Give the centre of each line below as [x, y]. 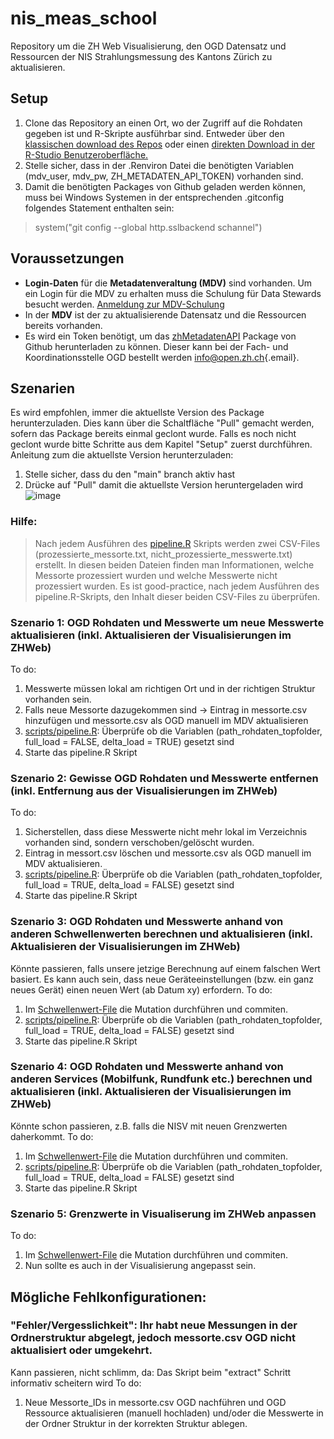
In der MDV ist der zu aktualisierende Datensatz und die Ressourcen [165, 314]
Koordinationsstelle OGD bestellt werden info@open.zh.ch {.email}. [162, 357]
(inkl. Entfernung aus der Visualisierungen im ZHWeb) [144, 790]
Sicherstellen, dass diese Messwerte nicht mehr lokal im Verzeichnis [166, 832]
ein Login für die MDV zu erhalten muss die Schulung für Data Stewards [173, 293]
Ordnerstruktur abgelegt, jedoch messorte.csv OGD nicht [153, 1338]
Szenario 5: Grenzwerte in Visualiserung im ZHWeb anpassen [163, 1214]
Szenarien [43, 388]
